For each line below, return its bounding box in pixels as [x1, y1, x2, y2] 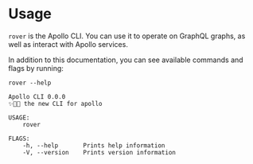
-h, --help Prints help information [22, 141, 165, 150]
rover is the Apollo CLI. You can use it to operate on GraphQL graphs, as [8, 31, 246, 41]
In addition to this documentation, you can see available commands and [8, 55, 244, 64]
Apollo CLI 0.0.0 [8, 92, 66, 100]
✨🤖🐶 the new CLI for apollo [8, 100, 103, 107]
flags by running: [8, 63, 64, 72]
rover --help [8, 79, 52, 87]
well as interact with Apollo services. [8, 39, 129, 49]
